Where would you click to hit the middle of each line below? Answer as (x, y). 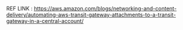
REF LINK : (20, 9)
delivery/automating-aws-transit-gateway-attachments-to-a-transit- (91, 15)
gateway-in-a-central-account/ (45, 21)
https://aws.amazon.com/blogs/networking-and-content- (105, 9)
